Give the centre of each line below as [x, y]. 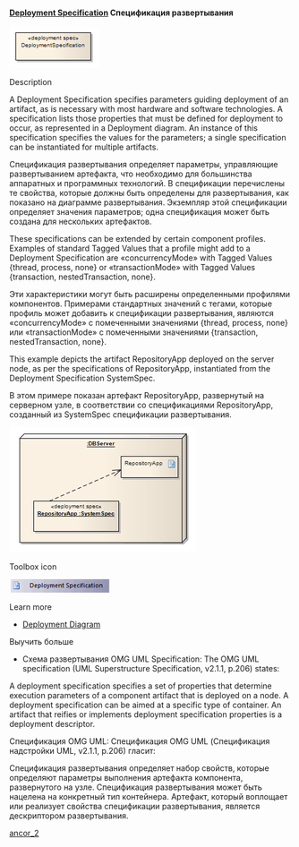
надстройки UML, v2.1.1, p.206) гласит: [82, 751]
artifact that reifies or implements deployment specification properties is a [146, 714]
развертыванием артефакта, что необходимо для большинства [131, 174]
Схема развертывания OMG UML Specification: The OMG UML [141, 659]
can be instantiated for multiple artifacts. [84, 147]
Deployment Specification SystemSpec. [82, 378]
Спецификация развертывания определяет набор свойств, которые [140, 768]
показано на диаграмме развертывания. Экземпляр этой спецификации [148, 202]
